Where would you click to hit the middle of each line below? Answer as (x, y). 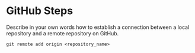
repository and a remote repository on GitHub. (63, 33)
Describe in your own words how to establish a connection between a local (98, 27)
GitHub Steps (39, 11)
